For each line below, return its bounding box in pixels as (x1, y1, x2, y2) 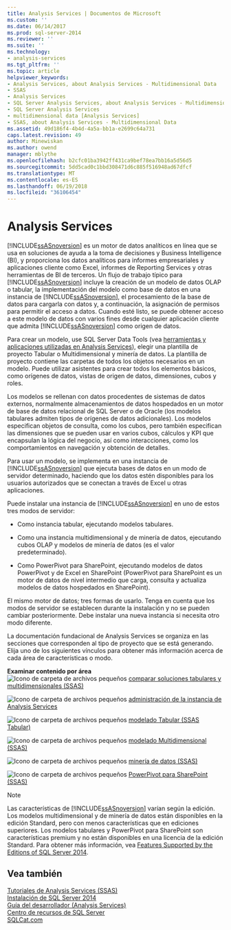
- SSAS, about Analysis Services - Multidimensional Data (7, 118, 177, 126)
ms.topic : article (7, 67, 60, 74)
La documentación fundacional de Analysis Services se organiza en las (7, 632, 209, 640)
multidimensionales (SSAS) (7, 682, 84, 690)
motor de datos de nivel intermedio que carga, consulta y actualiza (16, 576, 207, 585)
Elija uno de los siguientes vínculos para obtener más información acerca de (7, 647, 223, 655)
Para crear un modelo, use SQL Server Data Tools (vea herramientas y (7, 335, 206, 344)
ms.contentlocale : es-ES (7, 176, 78, 183)
